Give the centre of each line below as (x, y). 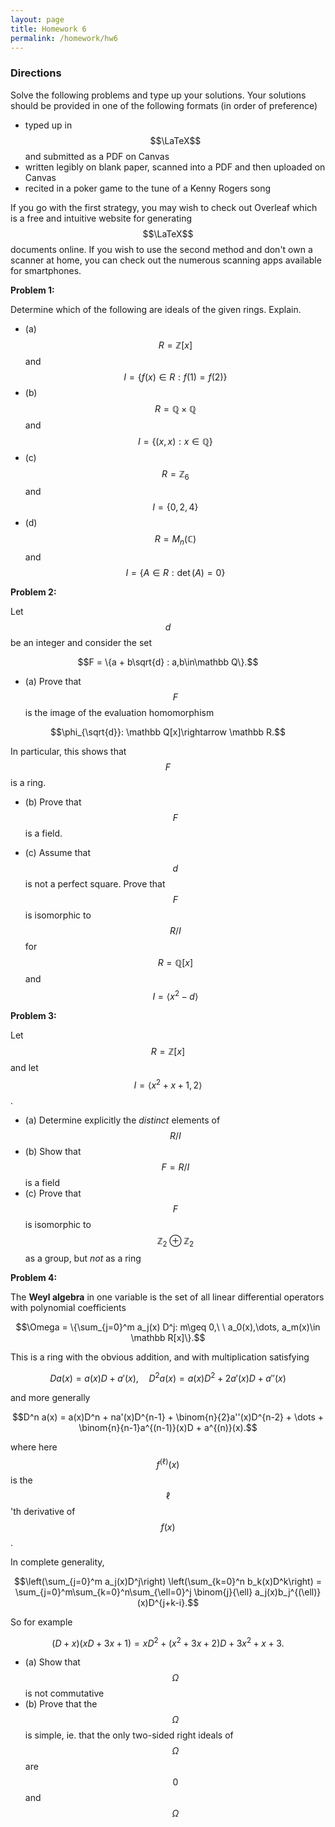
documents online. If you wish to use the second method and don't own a (161, 249)
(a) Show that (52, 1662)
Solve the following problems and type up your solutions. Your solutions (158, 95)
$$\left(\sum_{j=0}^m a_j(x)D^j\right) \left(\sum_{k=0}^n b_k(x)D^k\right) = (167, 1581)
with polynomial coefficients (68, 1308)
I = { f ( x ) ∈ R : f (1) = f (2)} (175, 377)
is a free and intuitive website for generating (101, 218)
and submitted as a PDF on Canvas (97, 156)
